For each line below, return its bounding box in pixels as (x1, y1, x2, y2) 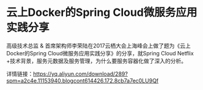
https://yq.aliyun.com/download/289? (33, 70, 128, 77)
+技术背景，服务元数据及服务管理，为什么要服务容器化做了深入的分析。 (6, 57, 187, 64)
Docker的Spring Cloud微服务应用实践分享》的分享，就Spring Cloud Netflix (6, 49, 194, 57)
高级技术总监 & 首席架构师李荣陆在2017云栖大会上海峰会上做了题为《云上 (6, 42, 191, 49)
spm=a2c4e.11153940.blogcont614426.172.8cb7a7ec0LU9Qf (6, 77, 159, 84)
